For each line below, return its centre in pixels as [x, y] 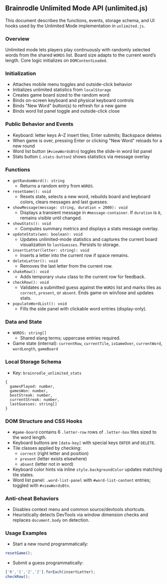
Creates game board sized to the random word [61, 95]
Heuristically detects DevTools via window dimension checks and [80, 515]
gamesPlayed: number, [32, 386]
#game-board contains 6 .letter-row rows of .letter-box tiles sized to [85, 432]
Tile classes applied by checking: [47, 448]
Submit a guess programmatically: [48, 563]
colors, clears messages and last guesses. [64, 202]
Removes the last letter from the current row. [66, 266]
